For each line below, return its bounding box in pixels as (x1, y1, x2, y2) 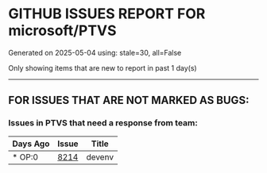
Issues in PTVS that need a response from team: (8, 117, 199, 129)
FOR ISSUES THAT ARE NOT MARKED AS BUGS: (8, 94, 250, 107)
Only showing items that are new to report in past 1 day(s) (8, 63, 197, 72)
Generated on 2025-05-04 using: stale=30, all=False (8, 48, 182, 57)
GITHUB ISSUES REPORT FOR (8, 5, 206, 23)
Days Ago (12, 138, 50, 149)
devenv (86, 152, 114, 163)
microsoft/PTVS (8, 21, 117, 40)
